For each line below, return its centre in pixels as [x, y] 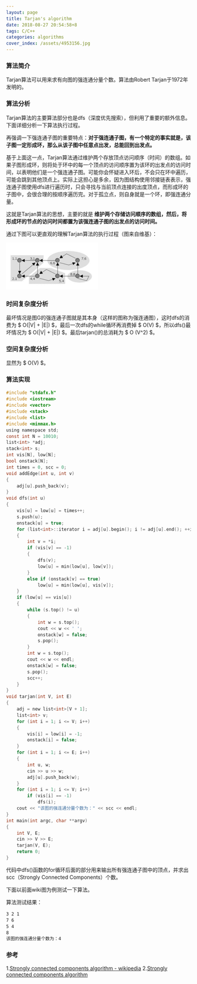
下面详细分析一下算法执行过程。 [45, 125]
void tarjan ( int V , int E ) [39, 697]
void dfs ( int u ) [26, 498]
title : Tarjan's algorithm [39, 19]
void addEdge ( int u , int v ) [40, 473]
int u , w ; [39, 765]
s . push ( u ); [30, 517]
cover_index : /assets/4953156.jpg [48, 43]
